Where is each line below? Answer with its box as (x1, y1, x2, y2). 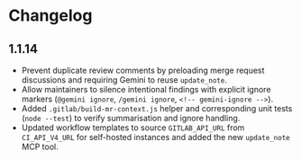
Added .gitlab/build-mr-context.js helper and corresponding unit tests (21, 103, 293, 113)
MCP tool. (21, 141, 59, 152)
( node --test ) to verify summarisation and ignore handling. (21, 113, 241, 123)
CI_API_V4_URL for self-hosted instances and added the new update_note (21, 132, 290, 142)
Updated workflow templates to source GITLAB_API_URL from (21, 122, 245, 133)
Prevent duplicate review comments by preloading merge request (21, 65, 265, 75)
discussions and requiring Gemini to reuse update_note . (21, 75, 227, 85)
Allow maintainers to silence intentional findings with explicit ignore (21, 84, 271, 94)
